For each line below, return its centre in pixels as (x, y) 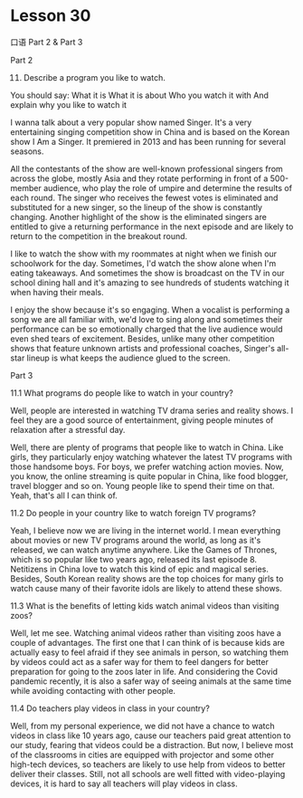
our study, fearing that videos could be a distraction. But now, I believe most (152, 745)
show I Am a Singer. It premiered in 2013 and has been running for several (148, 141)
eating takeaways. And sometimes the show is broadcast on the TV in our (147, 273)
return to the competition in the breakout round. (99, 236)
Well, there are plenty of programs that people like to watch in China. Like (147, 447)
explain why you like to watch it (69, 104)
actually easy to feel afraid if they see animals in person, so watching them (149, 652)
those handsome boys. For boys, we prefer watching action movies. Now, (147, 466)
